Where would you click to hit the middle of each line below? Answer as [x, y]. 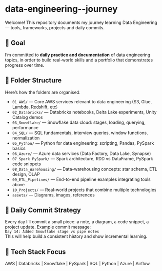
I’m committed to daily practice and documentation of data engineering [78, 55]
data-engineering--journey [61, 9]
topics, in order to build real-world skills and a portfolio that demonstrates [79, 60]
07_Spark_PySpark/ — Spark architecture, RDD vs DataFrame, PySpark [82, 158]
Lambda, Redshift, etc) [35, 107]
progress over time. [25, 65]
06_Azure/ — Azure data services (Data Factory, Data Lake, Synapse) [81, 153]
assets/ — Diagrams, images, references [53, 195]
